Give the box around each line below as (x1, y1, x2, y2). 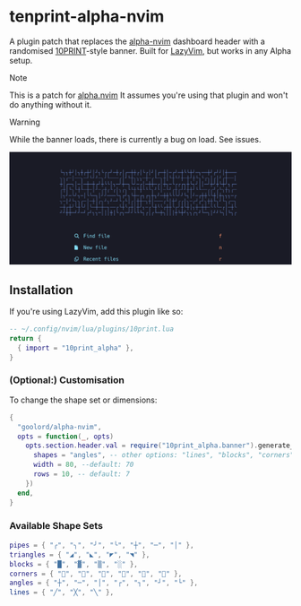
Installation (9, 282, 73, 298)
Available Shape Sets (9, 519, 103, 532)
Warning (9, 117, 40, 127)
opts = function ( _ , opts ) (17, 432, 115, 441)
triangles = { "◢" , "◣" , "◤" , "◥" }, (9, 550, 150, 559)
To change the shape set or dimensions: (9, 394, 158, 405)
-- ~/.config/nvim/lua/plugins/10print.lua (9, 325, 175, 333)
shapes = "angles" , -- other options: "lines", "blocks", (32, 451, 254, 460)
